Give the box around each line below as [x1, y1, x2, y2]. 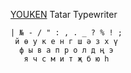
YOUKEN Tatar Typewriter [10, 9, 118, 20]
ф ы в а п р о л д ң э [19, 45, 114, 55]
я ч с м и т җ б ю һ [23, 54, 110, 64]
